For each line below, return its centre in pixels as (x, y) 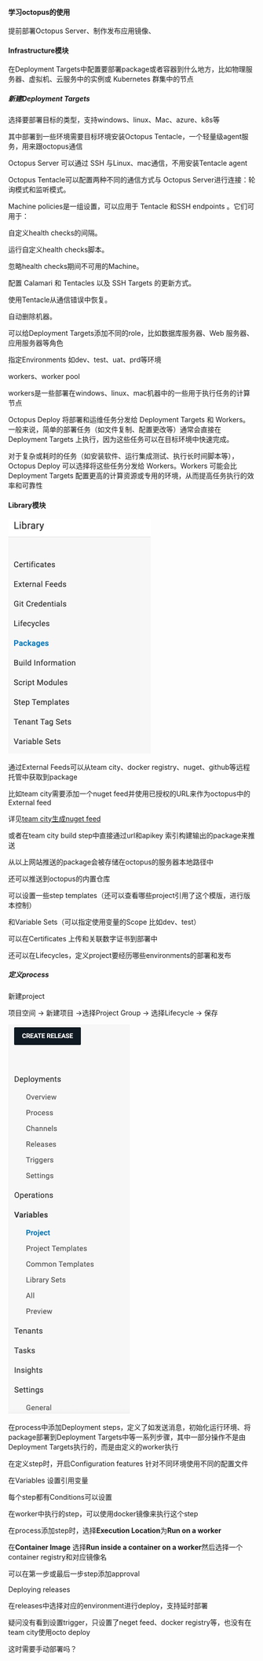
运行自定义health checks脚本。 (58, 250)
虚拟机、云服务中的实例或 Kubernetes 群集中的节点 (111, 79)
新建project (27, 996)
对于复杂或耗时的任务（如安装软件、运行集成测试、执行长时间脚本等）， (123, 456)
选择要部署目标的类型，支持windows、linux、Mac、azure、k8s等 (114, 120)
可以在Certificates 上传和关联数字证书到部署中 (83, 938)
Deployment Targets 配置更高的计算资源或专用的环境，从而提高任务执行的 (128, 476)
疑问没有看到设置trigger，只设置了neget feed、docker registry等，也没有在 (130, 1622)
